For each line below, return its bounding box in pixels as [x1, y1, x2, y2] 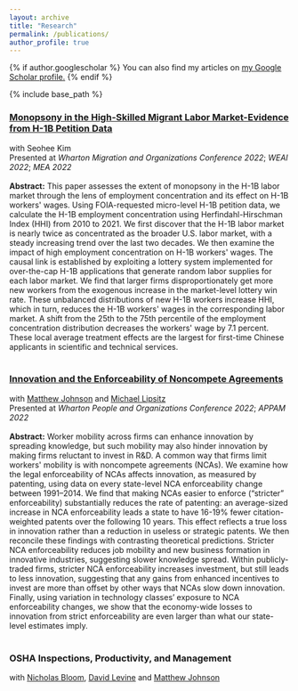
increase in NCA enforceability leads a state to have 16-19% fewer [9, 507, 252, 517]
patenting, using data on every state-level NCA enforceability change [9, 478, 263, 489]
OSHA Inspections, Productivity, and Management [9, 652, 232, 664]
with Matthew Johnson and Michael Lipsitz [9, 393, 166, 403]
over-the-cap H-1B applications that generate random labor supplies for [9, 265, 272, 276]
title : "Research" [9, 21, 77, 30]
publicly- [256, 554, 289, 565]
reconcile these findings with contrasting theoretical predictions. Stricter [9, 535, 275, 546]
